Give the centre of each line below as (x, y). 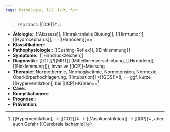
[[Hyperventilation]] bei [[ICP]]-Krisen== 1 (56, 83)
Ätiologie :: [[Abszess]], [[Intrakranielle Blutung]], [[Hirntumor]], (79, 34)
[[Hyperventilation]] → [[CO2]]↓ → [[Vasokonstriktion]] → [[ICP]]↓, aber (88, 119)
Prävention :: (26, 104)
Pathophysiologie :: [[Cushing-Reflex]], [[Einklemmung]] (71, 50)
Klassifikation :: (29, 45)
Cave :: (19, 88)
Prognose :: (24, 99)
